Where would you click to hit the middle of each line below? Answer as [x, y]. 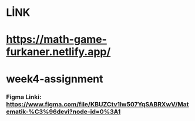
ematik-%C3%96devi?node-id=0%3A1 [63, 112]
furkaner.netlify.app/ [58, 52]
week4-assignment [55, 79]
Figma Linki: [24, 97]
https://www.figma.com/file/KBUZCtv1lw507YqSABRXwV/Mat [97, 105]
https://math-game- [56, 40]
